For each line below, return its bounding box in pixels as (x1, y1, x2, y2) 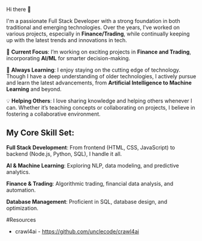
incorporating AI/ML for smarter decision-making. (6, 55, 131, 61)
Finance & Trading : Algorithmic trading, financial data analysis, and (6, 180, 174, 187)
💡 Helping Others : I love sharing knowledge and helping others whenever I (6, 97, 192, 104)
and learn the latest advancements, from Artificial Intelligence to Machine (6, 79, 192, 86)
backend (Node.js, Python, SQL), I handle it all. (6, 150, 122, 157)
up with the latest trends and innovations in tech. (6, 37, 127, 43)
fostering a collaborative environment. (6, 110, 101, 117)
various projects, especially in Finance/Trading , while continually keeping (6, 30, 190, 37)
